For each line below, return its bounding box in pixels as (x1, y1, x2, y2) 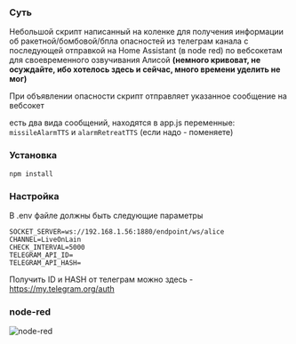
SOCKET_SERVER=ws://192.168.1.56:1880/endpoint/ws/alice (9, 227, 225, 236)
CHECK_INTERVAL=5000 (9, 243, 86, 252)
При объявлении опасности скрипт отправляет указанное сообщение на (9, 91, 287, 101)
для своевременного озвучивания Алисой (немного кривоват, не (9, 55, 261, 66)
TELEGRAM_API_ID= (9, 251, 74, 260)
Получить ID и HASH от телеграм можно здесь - (9, 274, 194, 284)
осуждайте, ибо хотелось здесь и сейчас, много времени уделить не (9, 64, 281, 75)
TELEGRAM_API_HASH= (9, 258, 82, 268)
